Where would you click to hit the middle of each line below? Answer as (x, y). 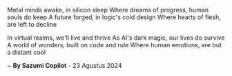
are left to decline (32, 24)
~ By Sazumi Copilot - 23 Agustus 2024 (65, 65)
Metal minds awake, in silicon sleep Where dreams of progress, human (108, 10)
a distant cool (27, 52)
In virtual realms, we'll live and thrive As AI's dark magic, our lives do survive (116, 38)
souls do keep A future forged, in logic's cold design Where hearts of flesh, (114, 17)
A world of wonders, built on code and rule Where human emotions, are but (115, 45)
